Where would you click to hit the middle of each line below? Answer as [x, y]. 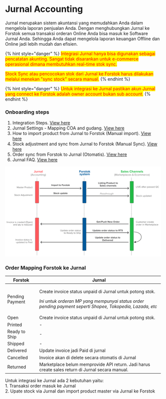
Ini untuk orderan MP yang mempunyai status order [92, 301]
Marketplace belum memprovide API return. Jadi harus [95, 364]
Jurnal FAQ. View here [35, 160]
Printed [15, 325]
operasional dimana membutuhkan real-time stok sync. [61, 64]
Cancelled [18, 357]
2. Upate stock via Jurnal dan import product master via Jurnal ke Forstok [80, 391]
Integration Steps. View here [41, 123]
